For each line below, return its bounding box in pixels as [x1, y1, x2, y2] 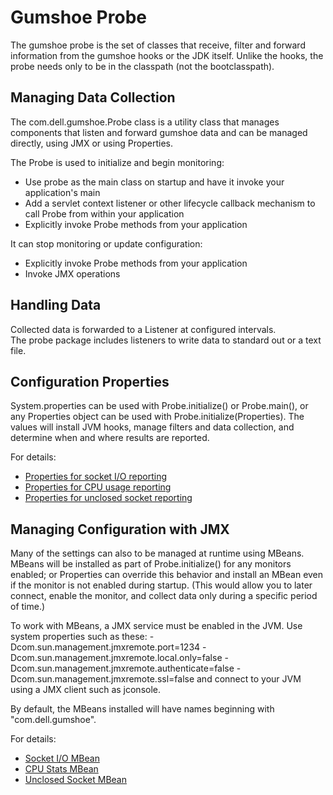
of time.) [10, 601, 46, 613]
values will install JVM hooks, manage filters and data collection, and [10, 421, 295, 433]
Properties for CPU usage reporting [24, 481, 172, 493]
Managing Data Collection [10, 89, 176, 106]
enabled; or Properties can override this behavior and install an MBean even [10, 569, 324, 581]
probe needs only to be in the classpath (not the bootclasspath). [10, 60, 275, 72]
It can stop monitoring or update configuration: [10, 237, 203, 250]
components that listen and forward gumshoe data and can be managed [10, 126, 308, 138]
